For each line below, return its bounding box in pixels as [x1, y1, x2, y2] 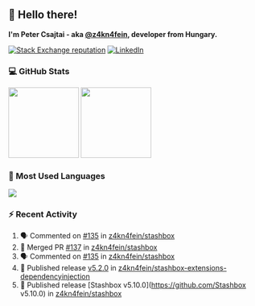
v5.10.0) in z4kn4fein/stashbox [19, 288, 122, 298]
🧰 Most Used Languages [8, 171, 106, 182]
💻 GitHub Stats [8, 65, 70, 76]
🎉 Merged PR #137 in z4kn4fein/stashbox [19, 242, 158, 252]
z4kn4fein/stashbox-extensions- [117, 263, 227, 272]
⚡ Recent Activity [8, 209, 78, 220]
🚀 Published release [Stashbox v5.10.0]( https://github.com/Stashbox [19, 279, 247, 290]
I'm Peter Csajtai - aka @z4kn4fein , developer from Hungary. [8, 29, 218, 39]
